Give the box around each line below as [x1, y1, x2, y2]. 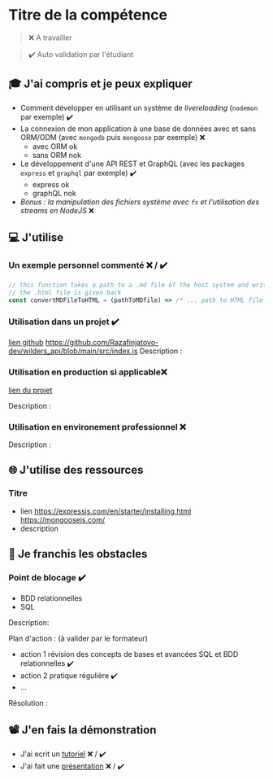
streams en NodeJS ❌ [19, 205, 95, 215]
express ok [32, 179, 70, 189]
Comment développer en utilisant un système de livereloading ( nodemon [19, 103, 258, 112]
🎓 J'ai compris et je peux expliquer [8, 77, 193, 91]
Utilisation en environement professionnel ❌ [8, 421, 187, 432]
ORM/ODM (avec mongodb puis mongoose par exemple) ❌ [19, 132, 206, 142]
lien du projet [8, 385, 53, 395]
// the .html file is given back [8, 289, 122, 297]
